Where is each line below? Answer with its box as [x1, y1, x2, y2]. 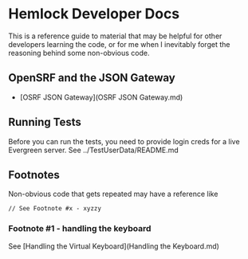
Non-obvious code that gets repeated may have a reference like [8, 189, 218, 199]
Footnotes [8, 168, 60, 182]
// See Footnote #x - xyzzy [8, 205, 102, 213]
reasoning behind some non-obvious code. [8, 48, 150, 57]
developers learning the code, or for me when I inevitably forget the [8, 39, 230, 49]
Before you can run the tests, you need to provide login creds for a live [8, 136, 241, 146]
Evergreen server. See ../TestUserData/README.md [8, 145, 179, 155]
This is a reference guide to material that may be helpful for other [8, 31, 222, 41]
